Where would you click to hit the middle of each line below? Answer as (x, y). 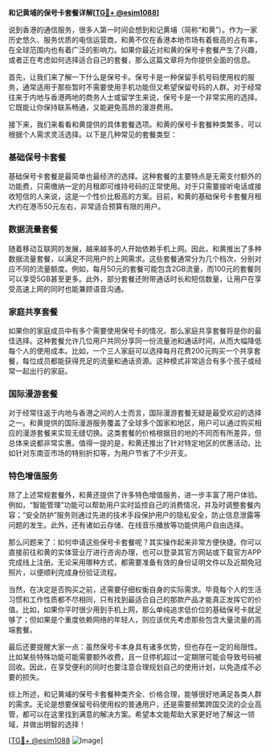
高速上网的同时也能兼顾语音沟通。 (72, 288)
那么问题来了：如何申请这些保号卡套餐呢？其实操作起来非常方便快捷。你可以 (135, 542)
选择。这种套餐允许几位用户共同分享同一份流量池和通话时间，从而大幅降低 (138, 341)
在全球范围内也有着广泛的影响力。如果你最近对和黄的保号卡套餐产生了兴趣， (135, 50)
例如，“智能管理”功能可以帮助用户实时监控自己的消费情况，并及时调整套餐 (131, 505)
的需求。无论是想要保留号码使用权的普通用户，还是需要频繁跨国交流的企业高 (135, 705)
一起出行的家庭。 (43, 370)
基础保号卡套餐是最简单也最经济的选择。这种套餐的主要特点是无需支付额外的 (135, 176)
